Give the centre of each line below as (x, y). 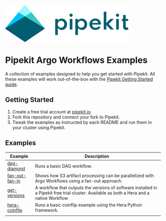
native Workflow (52, 198)
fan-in (14, 181)
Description (97, 156)
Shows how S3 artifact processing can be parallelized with (95, 176)
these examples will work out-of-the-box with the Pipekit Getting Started (79, 79)
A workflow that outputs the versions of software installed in (96, 187)
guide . (12, 84)
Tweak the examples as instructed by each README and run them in (82, 122)
